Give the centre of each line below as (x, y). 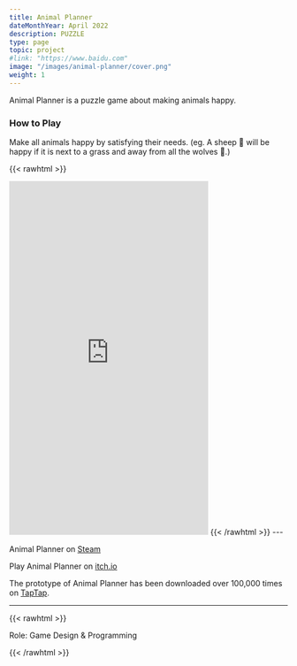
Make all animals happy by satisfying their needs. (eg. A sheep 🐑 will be (140, 142)
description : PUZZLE (47, 34)
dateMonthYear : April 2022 (59, 26)
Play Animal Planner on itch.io (63, 566)
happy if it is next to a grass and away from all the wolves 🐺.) (120, 152)
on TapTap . (30, 593)
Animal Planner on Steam (55, 549)
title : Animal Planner (51, 17)
